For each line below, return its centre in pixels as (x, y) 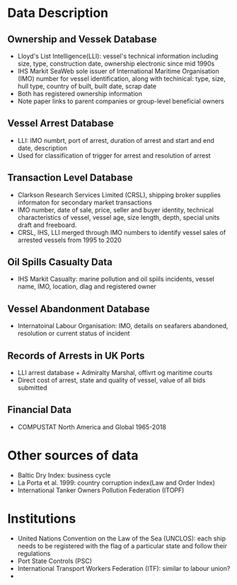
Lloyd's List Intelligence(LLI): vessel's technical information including (118, 56)
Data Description (58, 13)
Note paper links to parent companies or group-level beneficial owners (121, 101)
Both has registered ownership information (80, 94)
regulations (34, 553)
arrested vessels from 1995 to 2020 (69, 240)
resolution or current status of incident (74, 333)
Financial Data (40, 410)
